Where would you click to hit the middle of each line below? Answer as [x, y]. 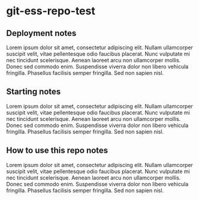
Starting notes [34, 92]
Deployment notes [41, 33]
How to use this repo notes [57, 151]
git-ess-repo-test [51, 11]
